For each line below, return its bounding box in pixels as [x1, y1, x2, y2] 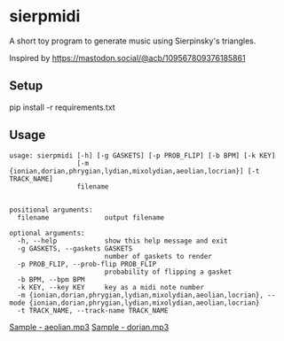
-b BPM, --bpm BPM [17, 275, 86, 284]
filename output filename [17, 213, 165, 222]
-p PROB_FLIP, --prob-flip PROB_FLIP [17, 260, 157, 268]
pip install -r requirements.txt [9, 102, 115, 112]
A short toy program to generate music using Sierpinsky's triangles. [9, 35, 256, 46]
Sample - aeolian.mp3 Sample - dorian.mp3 [9, 322, 170, 332]
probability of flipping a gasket [104, 267, 233, 276]
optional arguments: [9, 229, 86, 237]
